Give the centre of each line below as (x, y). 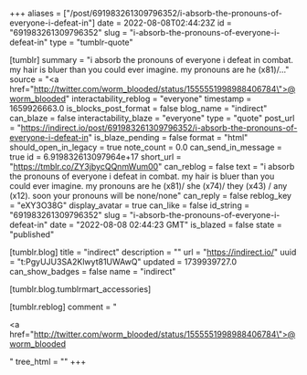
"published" (32, 234)
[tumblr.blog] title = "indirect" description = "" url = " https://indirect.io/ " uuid (153, 252)
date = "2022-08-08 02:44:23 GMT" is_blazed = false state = (166, 224)
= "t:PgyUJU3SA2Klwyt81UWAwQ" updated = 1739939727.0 (123, 262)
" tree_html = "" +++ (48, 361)
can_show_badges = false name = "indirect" (93, 271)
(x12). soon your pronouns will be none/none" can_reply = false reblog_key (151, 196)
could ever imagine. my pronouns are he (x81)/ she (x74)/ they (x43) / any (148, 186)
